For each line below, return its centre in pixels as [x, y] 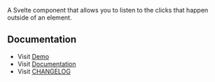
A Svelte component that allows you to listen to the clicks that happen [108, 10]
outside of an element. [40, 18]
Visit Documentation [47, 64]
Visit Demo [33, 56]
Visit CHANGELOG [44, 71]
